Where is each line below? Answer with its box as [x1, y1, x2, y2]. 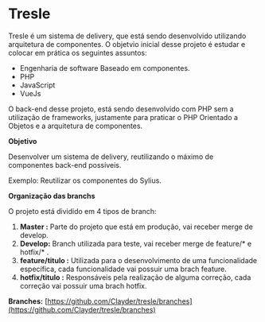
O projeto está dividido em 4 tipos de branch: [8, 206, 157, 215]
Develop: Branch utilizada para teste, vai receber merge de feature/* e [19, 239, 252, 248]
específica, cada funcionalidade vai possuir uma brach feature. [19, 264, 227, 274]
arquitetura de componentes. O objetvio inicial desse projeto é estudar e [8, 39, 246, 48]
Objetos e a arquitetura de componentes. [8, 121, 143, 130]
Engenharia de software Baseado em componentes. [19, 63, 190, 72]
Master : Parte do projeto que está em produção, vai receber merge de [19, 222, 253, 231]
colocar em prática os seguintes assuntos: [8, 48, 147, 57]
